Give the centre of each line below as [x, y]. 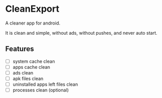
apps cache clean [31, 67]
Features [20, 49]
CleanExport [32, 9]
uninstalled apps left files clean [45, 84]
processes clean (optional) [40, 90]
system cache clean [34, 61]
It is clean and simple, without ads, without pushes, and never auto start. [82, 33]
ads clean [23, 72]
